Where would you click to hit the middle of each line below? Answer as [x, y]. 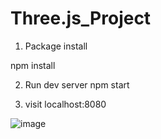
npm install [33, 65]
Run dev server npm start [77, 84]
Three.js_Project [81, 18]
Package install [56, 46]
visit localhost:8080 [65, 104]
